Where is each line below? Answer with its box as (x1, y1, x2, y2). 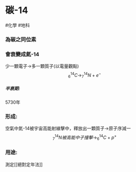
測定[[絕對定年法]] (5, 161, 43, 167)
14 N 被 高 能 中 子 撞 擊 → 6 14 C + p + (54, 133, 117, 141)
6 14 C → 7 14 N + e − (67, 71, 102, 79)
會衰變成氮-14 (5, 51, 39, 58)
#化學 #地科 (5, 22, 30, 28)
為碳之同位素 (5, 36, 37, 43)
